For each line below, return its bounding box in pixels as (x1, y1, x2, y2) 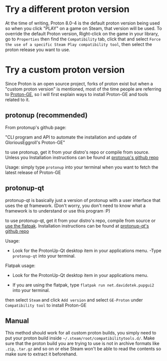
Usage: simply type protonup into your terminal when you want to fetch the (5, 164, 159, 170)
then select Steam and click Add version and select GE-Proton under (5, 296, 143, 303)
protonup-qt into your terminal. (12, 252, 76, 258)
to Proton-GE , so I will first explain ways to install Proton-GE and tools (5, 91, 148, 97)
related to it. (5, 96, 30, 102)
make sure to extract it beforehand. (5, 351, 78, 357)
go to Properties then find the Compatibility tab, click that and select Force (5, 36, 161, 42)
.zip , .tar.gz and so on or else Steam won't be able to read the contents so (5, 346, 161, 352)
